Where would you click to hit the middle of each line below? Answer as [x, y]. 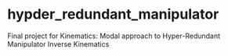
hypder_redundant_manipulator [113, 14]
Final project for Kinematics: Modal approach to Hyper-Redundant [114, 36]
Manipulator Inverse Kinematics [58, 44]
